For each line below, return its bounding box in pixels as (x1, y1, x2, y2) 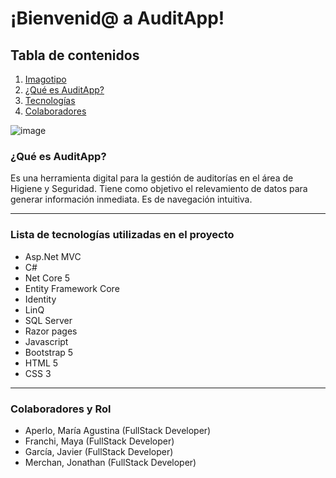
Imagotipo (24, 73, 67, 85)
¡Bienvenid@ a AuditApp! (10, 7, 225, 30)
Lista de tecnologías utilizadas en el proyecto (10, 228, 235, 242)
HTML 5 (24, 357, 59, 369)
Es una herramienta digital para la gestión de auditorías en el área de (10, 172, 294, 184)
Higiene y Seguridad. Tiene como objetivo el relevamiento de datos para (10, 183, 308, 195)
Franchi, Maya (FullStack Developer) (24, 435, 175, 447)
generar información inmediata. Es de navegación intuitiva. (10, 193, 253, 206)
